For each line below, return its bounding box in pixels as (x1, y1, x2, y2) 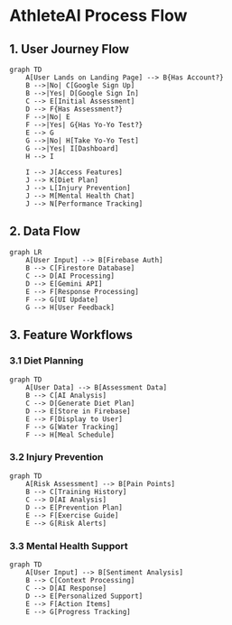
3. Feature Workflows (9, 327, 134, 343)
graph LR (9, 247, 42, 257)
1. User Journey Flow (9, 41, 129, 57)
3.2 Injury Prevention (9, 451, 104, 464)
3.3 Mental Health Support (9, 539, 128, 552)
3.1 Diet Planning (9, 354, 84, 367)
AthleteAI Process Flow (9, 5, 188, 26)
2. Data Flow (9, 224, 81, 239)
